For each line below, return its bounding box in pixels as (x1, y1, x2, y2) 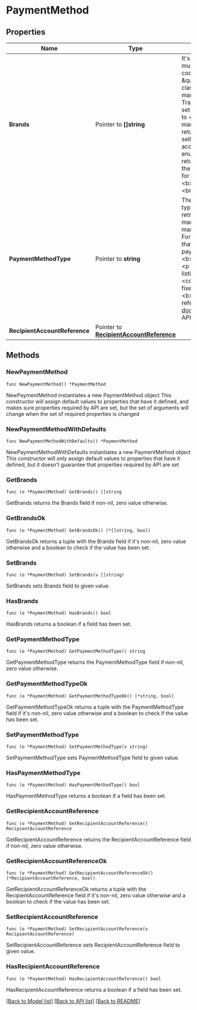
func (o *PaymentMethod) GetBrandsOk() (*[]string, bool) (6, 527, 151, 533)
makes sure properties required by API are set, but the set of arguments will (6, 404, 189, 411)
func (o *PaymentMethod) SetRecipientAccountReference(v (6, 926, 148, 932)
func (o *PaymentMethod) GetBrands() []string (6, 489, 122, 495)
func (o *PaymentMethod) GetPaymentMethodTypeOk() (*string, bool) (6, 693, 175, 699)
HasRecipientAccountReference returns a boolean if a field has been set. (6, 986, 182, 993)
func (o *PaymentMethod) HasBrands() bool (6, 610, 111, 616)
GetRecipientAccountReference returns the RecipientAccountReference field (6, 835, 191, 843)
